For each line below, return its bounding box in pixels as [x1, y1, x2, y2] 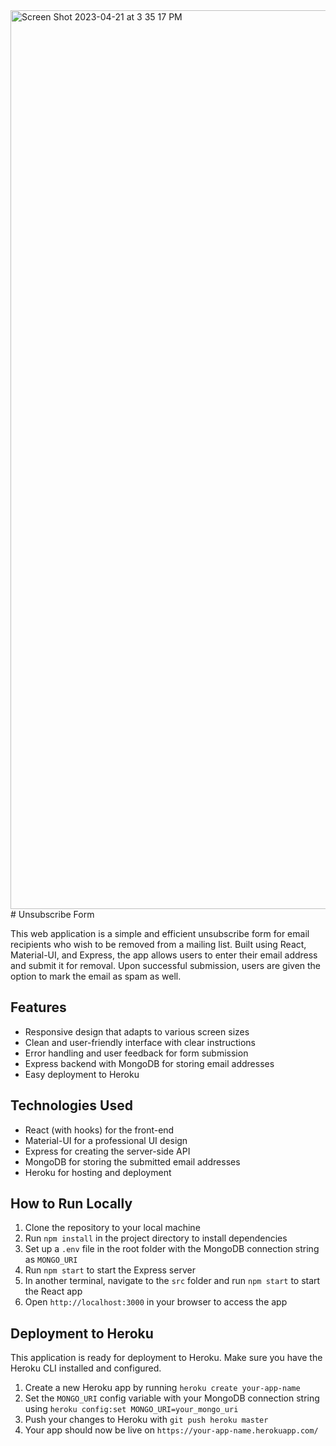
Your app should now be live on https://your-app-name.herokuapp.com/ [24, 1424, 319, 1436]
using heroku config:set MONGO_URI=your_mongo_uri [24, 1403, 239, 1415]
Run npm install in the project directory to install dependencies [24, 1232, 288, 1244]
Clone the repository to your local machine [24, 1222, 201, 1234]
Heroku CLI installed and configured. [10, 1362, 162, 1374]
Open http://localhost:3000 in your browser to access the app [24, 1296, 288, 1308]
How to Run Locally [10, 1195, 133, 1213]
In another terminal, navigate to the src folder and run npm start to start [24, 1275, 321, 1287]
